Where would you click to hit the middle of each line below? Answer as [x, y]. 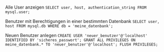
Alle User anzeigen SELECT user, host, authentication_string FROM [76, 7]
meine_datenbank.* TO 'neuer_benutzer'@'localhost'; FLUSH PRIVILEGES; [81, 44]
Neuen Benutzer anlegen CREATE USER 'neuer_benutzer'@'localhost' [76, 35]
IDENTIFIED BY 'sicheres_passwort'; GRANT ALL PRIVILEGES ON [70, 40]
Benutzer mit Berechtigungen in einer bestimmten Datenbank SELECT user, [82, 21]
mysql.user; [18, 12]
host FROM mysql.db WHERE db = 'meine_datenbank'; [59, 26]
